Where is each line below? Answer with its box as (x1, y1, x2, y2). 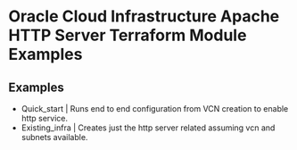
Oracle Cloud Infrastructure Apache (8, 6, 280, 27)
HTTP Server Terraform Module (8, 25, 247, 46)
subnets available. (21, 132, 88, 142)
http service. (21, 113, 69, 123)
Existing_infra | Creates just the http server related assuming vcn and (21, 122, 276, 133)
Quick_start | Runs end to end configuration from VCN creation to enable (21, 104, 289, 113)
